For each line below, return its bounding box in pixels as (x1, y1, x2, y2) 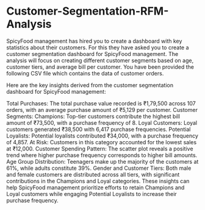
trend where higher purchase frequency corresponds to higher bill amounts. (6, 151, 198, 159)
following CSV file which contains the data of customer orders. (6, 69, 164, 77)
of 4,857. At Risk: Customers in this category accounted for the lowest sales (6, 138, 197, 145)
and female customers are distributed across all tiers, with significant (6, 170, 180, 178)
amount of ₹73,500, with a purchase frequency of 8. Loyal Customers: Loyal (6, 119, 198, 126)
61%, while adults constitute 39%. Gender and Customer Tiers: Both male (6, 164, 192, 172)
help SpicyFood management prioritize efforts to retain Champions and (6, 184, 185, 191)
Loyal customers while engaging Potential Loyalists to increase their (6, 190, 177, 197)
